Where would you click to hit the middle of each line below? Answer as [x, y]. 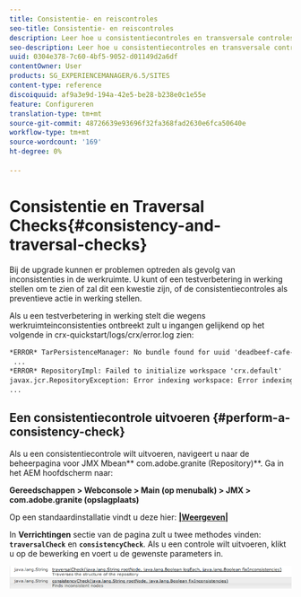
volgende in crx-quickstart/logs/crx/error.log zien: [102, 334]
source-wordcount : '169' [56, 142]
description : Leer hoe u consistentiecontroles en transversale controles [152, 38]
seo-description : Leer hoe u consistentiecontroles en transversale [140, 48]
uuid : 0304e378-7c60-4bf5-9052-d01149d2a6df [94, 57]
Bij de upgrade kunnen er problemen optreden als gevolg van [122, 269]
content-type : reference [56, 85]
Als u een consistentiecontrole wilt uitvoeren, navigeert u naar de [129, 453]
